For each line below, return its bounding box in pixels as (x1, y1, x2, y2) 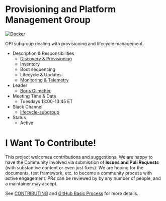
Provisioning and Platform (5, 4, 116, 15)
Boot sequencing (20, 66, 56, 72)
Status (12, 114, 26, 120)
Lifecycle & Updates (20, 71, 62, 77)
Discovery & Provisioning (20, 55, 72, 61)
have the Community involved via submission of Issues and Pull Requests (5, 159, 159, 165)
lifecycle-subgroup (20, 109, 59, 115)
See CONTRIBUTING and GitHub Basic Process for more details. (5, 190, 138, 196)
